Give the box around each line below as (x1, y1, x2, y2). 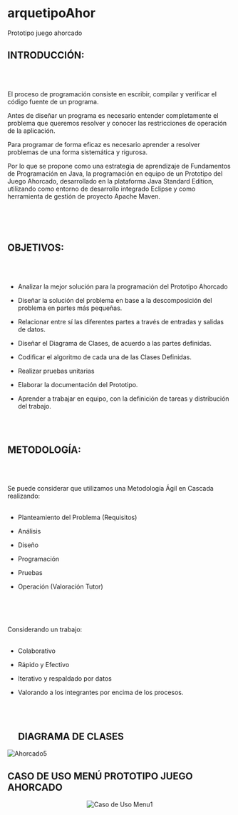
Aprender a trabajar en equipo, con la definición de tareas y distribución (17, 394, 229, 403)
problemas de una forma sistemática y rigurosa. (7, 148, 148, 156)
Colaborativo (17, 646, 56, 655)
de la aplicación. (7, 126, 56, 135)
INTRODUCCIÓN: (7, 49, 85, 61)
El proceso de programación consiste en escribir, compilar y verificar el (7, 89, 217, 98)
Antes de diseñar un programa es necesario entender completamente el (7, 111, 219, 119)
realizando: (7, 491, 41, 501)
